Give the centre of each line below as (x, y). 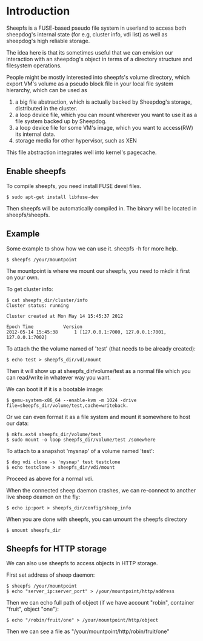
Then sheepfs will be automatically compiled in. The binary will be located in (101, 208)
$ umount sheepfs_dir (34, 530)
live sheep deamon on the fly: (43, 497)
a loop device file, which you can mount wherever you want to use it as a (106, 115)
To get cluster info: (30, 289)
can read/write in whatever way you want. (58, 377)
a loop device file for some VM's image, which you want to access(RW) (104, 127)
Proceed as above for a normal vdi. (50, 478)
